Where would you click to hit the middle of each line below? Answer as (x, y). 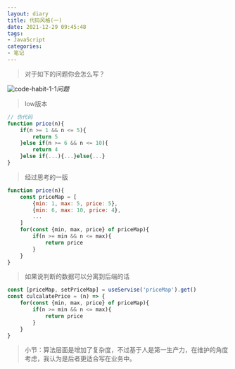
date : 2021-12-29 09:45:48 (47, 27)
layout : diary (28, 14)
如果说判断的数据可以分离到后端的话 (77, 277)
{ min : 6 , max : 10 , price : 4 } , (77, 210)
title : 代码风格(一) (34, 20)
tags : (15, 33)
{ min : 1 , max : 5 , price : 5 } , (75, 203)
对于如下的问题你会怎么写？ (65, 74)
